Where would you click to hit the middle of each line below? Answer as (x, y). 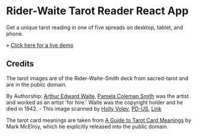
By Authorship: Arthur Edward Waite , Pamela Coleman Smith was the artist (98, 96)
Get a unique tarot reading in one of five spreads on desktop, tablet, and (95, 27)
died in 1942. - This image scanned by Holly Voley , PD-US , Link (84, 109)
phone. (15, 33)
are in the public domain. (37, 84)
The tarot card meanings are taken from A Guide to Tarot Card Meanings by (99, 120)
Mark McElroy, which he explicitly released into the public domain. (87, 126)
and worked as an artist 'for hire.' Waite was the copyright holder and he (95, 102)
